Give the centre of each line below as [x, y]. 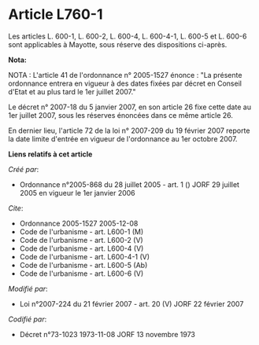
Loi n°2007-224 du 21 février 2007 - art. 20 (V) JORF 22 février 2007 [131, 303]
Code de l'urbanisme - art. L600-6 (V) [81, 273]
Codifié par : [28, 319]
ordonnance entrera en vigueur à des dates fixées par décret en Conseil [125, 83]
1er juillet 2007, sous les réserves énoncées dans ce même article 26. [121, 115]
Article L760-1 [55, 15]
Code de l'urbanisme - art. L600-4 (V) [81, 248]
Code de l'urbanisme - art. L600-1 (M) [81, 231]
